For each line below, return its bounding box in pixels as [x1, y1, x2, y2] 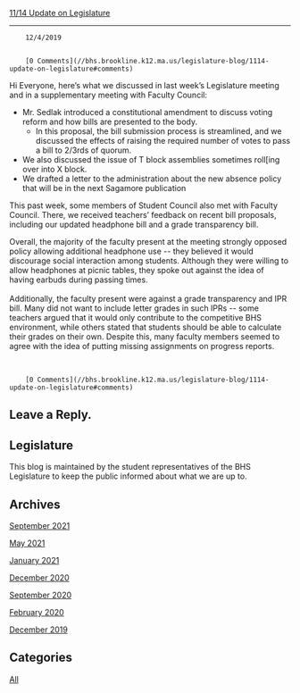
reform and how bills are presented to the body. [21, 116, 198, 127]
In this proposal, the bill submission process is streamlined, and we [35, 126, 282, 137]
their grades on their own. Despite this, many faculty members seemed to [9, 331, 280, 342]
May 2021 [9, 538, 46, 548]
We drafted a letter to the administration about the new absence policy [21, 173, 282, 184]
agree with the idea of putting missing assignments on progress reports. [9, 341, 275, 351]
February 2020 [9, 607, 64, 618]
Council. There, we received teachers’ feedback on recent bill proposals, [9, 210, 277, 220]
